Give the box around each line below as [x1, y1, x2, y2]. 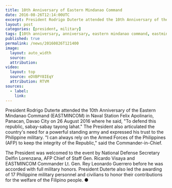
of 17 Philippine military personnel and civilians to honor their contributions [5, 172, 163, 178]
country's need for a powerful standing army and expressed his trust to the [5, 129, 164, 135]
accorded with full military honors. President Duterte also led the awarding [5, 166, 162, 172]
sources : [5, 83, 24, 89]
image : [5, 46, 19, 51]
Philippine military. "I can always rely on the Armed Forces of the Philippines [5, 134, 166, 141]
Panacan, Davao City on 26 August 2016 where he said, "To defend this [5, 118, 156, 124]
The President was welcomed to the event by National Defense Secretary [5, 150, 160, 156]
